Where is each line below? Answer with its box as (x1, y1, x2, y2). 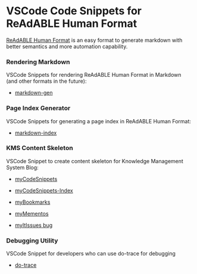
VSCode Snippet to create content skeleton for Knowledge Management (6, 157, 183, 164)
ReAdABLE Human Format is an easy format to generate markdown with (6, 36, 183, 43)
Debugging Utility (6, 236, 58, 245)
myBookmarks (14, 198, 51, 205)
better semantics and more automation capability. (6, 43, 128, 50)
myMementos (14, 210, 49, 217)
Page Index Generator (6, 104, 71, 113)
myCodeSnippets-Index (14, 186, 73, 194)
